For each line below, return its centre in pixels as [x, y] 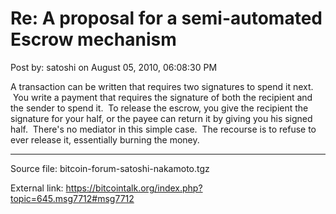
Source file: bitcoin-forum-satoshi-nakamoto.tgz [110, 168]
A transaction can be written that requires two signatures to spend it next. [162, 86]
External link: [37, 188]
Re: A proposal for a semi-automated [166, 18]
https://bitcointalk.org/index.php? [134, 188]
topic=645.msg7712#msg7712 [72, 198]
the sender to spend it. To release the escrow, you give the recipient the [159, 108]
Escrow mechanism [93, 39]
